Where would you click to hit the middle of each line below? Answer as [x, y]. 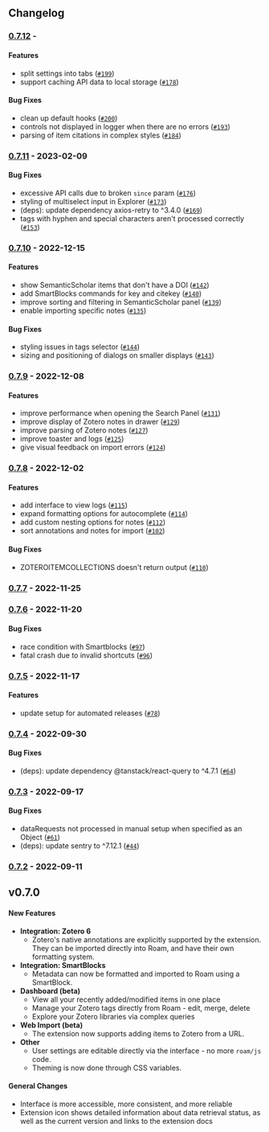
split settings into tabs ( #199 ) [67, 73]
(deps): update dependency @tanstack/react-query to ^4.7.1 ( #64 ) [128, 770]
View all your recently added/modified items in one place [126, 999]
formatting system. [63, 957]
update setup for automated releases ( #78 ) [90, 713]
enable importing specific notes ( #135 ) [83, 310]
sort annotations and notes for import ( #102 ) [92, 531]
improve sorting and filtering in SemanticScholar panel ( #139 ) [121, 301]
